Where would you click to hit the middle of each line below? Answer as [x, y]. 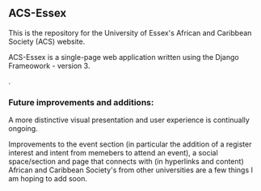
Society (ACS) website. [47, 41]
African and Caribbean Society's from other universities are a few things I [130, 170]
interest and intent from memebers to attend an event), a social [113, 153]
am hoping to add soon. [48, 179]
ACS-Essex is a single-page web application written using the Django [124, 57]
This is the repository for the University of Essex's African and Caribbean [130, 32]
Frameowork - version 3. [49, 66]
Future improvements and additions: [81, 102]
